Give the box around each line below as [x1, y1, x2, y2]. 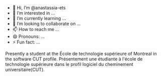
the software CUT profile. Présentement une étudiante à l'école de [5, 56, 143, 62]
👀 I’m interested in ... [12, 10, 55, 16]
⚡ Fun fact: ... [12, 39, 40, 45]
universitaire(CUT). [5, 66, 45, 72]
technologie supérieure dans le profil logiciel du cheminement [5, 61, 133, 67]
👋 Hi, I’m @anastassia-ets [12, 5, 66, 10]
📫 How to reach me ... [12, 26, 59, 32]
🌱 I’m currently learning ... [12, 15, 66, 21]
